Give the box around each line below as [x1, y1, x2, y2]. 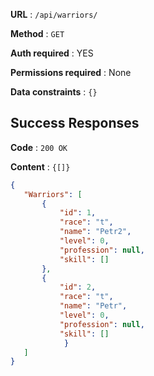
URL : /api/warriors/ [10, 9, 98, 20]
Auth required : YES [10, 47, 94, 59]
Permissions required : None [10, 67, 132, 78]
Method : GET [10, 28, 65, 39]
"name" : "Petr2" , [59, 227, 132, 237]
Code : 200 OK [10, 141, 68, 153]
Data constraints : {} [10, 86, 98, 98]
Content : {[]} [10, 160, 71, 173]
